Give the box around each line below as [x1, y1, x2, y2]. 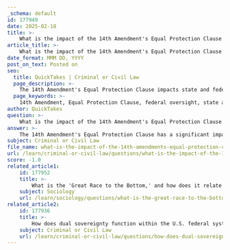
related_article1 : [7, 162, 60, 170]
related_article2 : [7, 201, 60, 208]
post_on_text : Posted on [7, 61, 78, 68]
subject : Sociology [19, 188, 75, 195]
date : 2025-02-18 [7, 23, 57, 29]
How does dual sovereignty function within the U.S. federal [31, 220, 210, 227]
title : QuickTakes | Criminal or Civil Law [13, 73, 139, 81]
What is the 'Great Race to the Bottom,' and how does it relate [31, 182, 222, 189]
